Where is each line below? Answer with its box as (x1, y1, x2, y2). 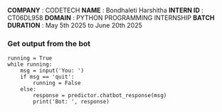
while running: (7, 61, 53, 68)
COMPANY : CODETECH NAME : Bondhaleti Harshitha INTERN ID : (7, 6, 204, 14)
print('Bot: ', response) (33, 99, 110, 106)
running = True (7, 55, 53, 62)
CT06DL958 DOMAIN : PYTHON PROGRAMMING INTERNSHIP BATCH (7, 13, 215, 22)
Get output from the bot (7, 38, 91, 48)
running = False (33, 79, 81, 87)
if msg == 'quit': (20, 74, 75, 81)
